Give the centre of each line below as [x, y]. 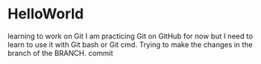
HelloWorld [46, 14]
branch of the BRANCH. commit [61, 53]
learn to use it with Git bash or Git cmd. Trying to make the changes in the [130, 44]
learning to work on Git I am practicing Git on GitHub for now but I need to [130, 36]
